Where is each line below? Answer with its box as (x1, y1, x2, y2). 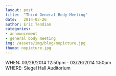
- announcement (5, 31, 38, 36)
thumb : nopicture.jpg (5, 45, 52, 50)
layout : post (5, 7, 33, 13)
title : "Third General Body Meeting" (5, 12, 88, 17)
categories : (5, 27, 31, 32)
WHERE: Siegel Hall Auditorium (5, 65, 71, 71)
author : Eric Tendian (5, 21, 52, 27)
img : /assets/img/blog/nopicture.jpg (5, 41, 86, 46)
